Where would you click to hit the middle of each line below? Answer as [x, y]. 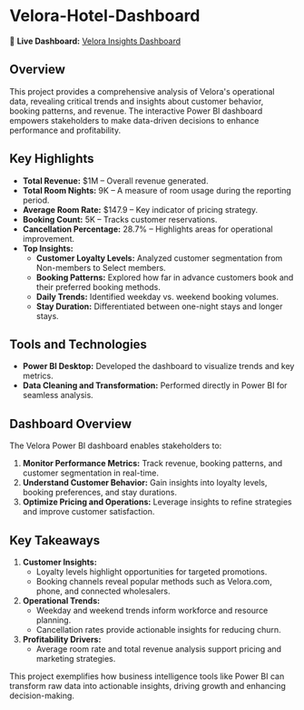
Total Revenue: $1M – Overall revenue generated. [115, 180]
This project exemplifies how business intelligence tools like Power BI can [147, 676]
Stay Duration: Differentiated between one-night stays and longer [159, 306]
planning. [54, 620]
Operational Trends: [61, 600]
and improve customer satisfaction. [88, 512]
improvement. [49, 238]
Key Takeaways [55, 540]
